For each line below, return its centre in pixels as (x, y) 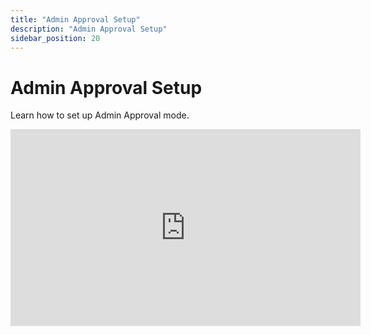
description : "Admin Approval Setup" (89, 29)
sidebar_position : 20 (55, 38)
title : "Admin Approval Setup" (75, 19)
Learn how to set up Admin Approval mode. (100, 115)
